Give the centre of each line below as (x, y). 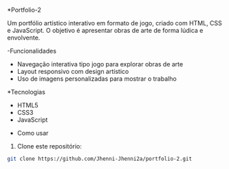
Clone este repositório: (50, 146)
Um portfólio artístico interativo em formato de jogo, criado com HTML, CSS (115, 23)
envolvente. (24, 38)
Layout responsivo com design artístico (73, 71)
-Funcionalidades (32, 51)
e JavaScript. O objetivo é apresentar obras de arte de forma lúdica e (105, 30)
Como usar (33, 133)
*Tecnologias (26, 92)
